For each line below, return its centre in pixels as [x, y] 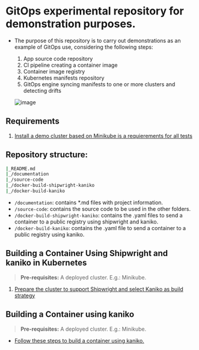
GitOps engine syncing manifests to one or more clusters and [99, 84]
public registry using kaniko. [49, 234]
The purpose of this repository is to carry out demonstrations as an [97, 40]
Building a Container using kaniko [70, 314]
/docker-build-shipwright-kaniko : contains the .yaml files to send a [98, 215]
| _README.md [20, 169]
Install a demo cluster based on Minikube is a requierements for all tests [103, 136]
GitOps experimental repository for [95, 11]
